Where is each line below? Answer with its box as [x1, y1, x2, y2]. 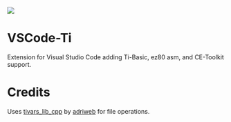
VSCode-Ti [7, 30, 72, 46]
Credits [7, 85, 50, 100]
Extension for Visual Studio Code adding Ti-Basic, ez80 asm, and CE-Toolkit [7, 52, 225, 61]
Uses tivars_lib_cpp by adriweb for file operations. [7, 107, 150, 115]
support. [7, 60, 32, 68]
